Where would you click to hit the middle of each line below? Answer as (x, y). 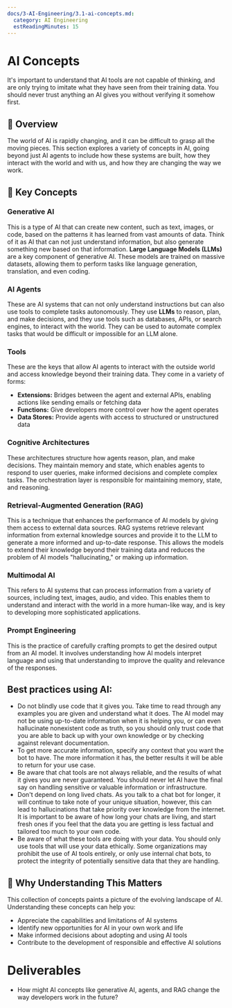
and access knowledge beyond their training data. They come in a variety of (116, 374)
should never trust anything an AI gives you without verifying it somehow (111, 95)
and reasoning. (29, 487)
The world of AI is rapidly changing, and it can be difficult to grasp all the (111, 141)
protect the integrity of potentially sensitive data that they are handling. (118, 861)
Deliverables (44, 971)
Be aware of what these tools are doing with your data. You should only (119, 839)
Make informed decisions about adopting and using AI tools (102, 935)
